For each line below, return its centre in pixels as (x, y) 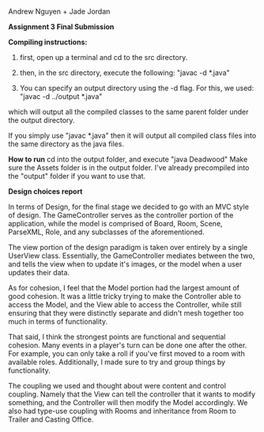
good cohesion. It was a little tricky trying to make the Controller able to (124, 296)
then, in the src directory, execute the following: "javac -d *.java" (125, 73)
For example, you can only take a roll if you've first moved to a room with (126, 354)
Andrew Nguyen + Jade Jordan (59, 11)
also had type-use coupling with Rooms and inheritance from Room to (122, 411)
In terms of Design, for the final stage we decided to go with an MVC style (128, 207)
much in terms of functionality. (58, 321)
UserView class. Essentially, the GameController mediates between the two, (132, 256)
